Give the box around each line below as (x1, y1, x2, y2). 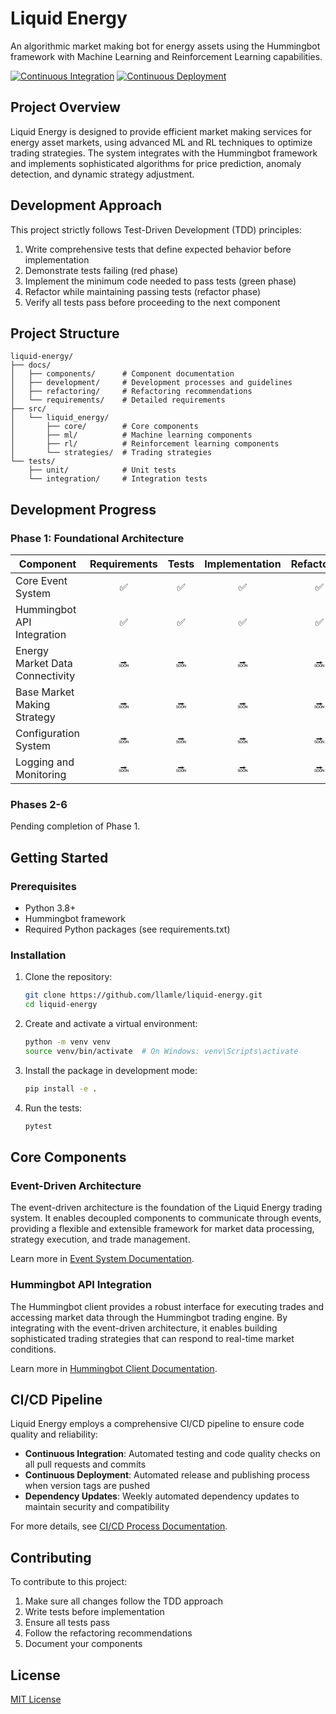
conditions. (10, 1343, 57, 1355)
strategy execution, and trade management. (10, 1233, 191, 1246)
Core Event (15, 574, 68, 588)
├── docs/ (10, 360, 52, 371)
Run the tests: (24, 1102, 83, 1114)
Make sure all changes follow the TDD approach (24, 1595, 223, 1607)
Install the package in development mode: (24, 1064, 198, 1076)
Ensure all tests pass (24, 1617, 110, 1629)
